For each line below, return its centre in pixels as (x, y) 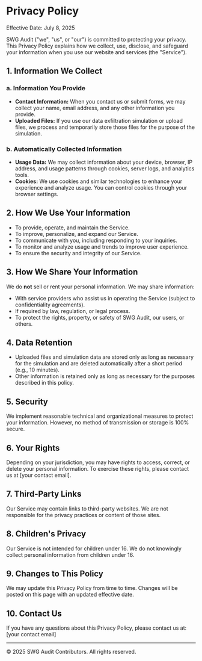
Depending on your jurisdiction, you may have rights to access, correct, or (98, 462)
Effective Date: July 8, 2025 (41, 28)
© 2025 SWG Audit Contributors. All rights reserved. (71, 652)
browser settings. (37, 194)
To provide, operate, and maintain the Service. (72, 228)
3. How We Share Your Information (72, 272)
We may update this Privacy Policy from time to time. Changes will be (92, 588)
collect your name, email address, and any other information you (95, 108)
